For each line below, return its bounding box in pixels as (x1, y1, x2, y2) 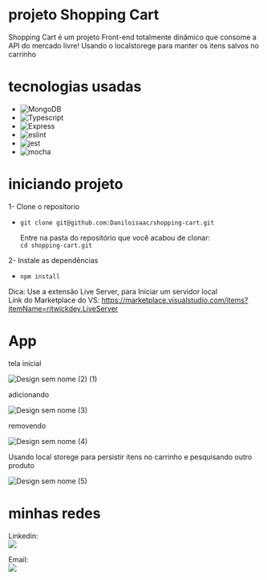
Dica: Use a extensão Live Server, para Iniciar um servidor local (8, 286, 218, 296)
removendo (8, 421, 47, 430)
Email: (8, 554, 29, 564)
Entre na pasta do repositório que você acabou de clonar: (19, 232, 211, 242)
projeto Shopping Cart (8, 6, 160, 24)
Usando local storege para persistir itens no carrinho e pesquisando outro (8, 452, 253, 462)
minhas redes (8, 504, 101, 522)
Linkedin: (8, 531, 38, 541)
